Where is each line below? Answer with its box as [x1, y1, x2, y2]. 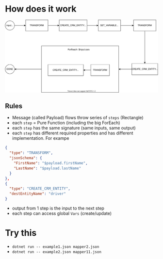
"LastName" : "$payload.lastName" [14, 166, 81, 171]
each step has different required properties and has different [12, 130, 133, 136]
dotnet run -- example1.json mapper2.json [12, 244, 99, 249]
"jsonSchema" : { [9, 156, 42, 161]
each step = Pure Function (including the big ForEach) [12, 120, 120, 126]
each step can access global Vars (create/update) [12, 210, 112, 216]
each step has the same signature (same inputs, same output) [12, 125, 136, 131]
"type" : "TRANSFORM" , [9, 150, 53, 156]
